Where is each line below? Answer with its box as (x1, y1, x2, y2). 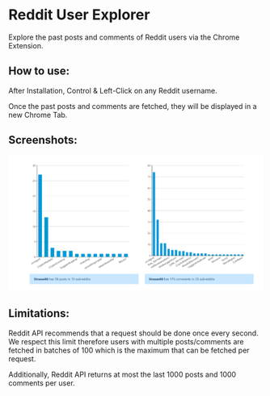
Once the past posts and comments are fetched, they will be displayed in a (8, 101, 257, 110)
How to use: (8, 65, 70, 78)
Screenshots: (8, 133, 78, 147)
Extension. (8, 40, 44, 50)
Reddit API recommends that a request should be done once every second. (8, 328, 259, 338)
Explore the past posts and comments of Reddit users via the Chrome (8, 32, 240, 42)
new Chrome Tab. (8, 110, 68, 119)
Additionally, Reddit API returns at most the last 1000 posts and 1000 (8, 369, 237, 379)
